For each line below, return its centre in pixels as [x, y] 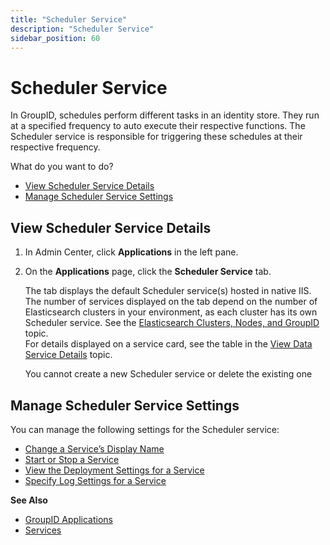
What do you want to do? [62, 167]
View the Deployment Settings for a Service [114, 470]
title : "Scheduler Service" [69, 19]
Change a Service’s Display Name [94, 448]
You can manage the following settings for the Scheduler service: [145, 429]
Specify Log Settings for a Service [95, 480]
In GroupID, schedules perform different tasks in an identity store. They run [165, 115]
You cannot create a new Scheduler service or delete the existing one [168, 374]
